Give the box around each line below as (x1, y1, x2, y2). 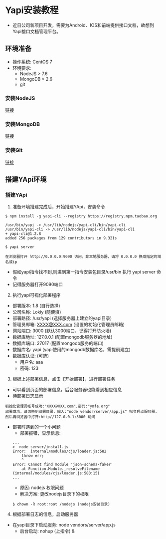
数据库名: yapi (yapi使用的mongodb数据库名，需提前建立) (12, 347, 131, 353)
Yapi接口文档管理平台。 (12, 28, 61, 34)
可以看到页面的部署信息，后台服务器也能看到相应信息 (12, 387, 122, 393)
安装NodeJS (5, 95, 35, 102)
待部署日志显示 (12, 393, 43, 399)
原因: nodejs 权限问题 (19, 484, 64, 491)
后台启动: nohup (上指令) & (19, 528, 75, 534)
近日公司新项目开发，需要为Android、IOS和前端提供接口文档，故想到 (12, 22, 155, 28)
